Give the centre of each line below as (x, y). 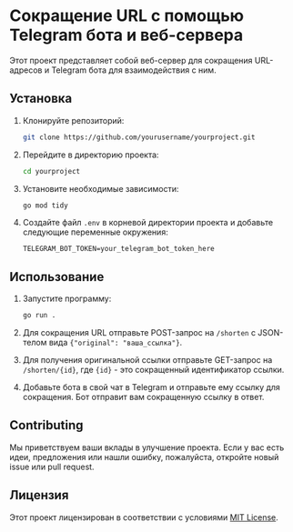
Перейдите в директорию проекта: (91, 155)
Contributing (46, 425)
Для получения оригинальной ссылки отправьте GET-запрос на (147, 360)
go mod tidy (45, 206)
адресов (26, 70)
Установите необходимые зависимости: (101, 188)
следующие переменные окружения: (95, 232)
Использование (57, 277)
